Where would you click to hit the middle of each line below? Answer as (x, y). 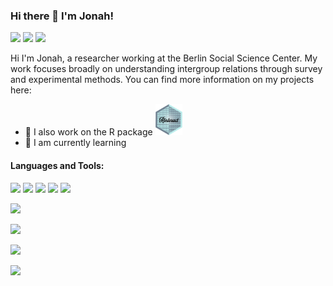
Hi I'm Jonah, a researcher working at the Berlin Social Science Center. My (164, 58)
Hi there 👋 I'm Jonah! (62, 16)
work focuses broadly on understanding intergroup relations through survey (166, 69)
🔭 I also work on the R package (88, 132)
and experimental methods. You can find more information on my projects (162, 80)
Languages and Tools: (57, 165)
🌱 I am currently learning (75, 143)
